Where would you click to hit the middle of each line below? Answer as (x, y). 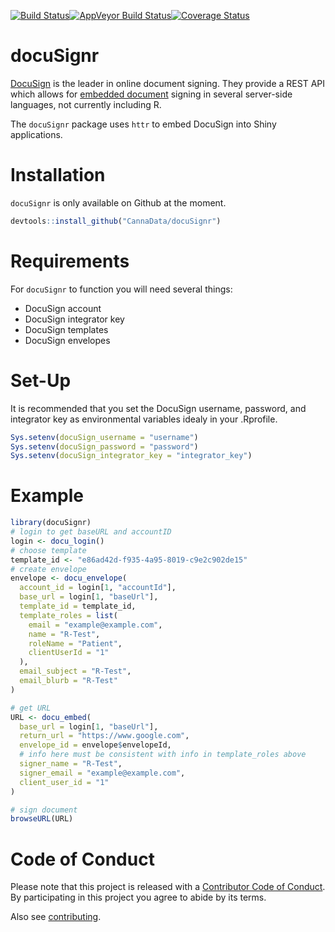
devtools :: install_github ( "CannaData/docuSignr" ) (116, 221)
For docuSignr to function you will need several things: (121, 289)
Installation (58, 175)
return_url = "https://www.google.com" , (104, 736)
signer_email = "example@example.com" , (102, 773)
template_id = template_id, (78, 606)
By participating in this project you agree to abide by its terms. (138, 897)
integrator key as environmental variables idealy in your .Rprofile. (144, 419)
